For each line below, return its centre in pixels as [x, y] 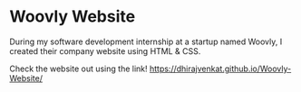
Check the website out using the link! [78, 69]
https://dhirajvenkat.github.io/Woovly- [220, 69]
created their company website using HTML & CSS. [105, 51]
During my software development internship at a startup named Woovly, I [146, 41]
